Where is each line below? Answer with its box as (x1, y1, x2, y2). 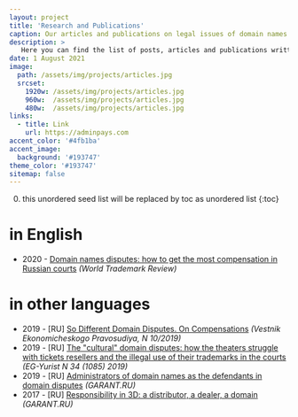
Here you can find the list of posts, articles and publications (20, 46, 268, 55)
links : (9, 112, 34, 120)
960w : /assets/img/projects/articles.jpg (25, 95, 184, 104)
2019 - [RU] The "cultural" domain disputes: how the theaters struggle (21, 343, 278, 353)
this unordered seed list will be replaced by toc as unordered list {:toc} (21, 194, 279, 205)
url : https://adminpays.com (25, 128, 129, 137)
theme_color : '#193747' (9, 161, 98, 170)
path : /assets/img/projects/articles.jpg (17, 71, 173, 80)
